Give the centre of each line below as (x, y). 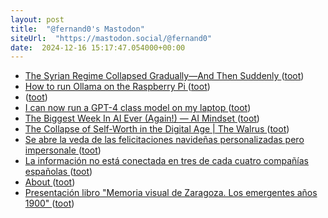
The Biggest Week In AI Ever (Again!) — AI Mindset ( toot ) (142, 118)
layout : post (37, 19)
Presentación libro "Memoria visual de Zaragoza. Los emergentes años (171, 193)
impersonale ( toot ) (63, 150)
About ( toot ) (50, 182)
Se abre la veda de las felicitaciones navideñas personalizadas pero (164, 140)
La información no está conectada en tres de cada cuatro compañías (166, 161)
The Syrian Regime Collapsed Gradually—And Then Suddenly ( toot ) (164, 76)
